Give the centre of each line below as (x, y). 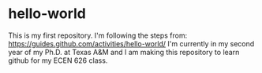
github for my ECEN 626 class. (58, 60)
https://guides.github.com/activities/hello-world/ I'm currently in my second (131, 43)
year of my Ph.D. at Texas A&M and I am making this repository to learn (124, 52)
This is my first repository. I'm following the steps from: (98, 35)
